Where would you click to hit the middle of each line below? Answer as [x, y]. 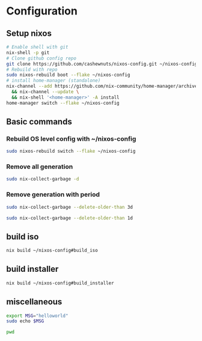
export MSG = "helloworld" [37, 316]
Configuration [42, 11]
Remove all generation [40, 167]
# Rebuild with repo [32, 69]
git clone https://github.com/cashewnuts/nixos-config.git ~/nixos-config [102, 64]
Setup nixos [29, 33]
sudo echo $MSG [25, 321]
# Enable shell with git [37, 47]
